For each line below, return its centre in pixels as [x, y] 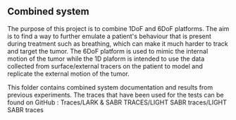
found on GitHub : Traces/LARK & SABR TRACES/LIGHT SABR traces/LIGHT [117, 102]
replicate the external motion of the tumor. [69, 73]
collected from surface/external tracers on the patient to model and [105, 66]
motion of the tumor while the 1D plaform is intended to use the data [106, 59]
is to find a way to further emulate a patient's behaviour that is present [109, 36]
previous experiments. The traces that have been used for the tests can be [116, 95]
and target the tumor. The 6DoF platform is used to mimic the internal [108, 51]
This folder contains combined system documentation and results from [110, 87]
